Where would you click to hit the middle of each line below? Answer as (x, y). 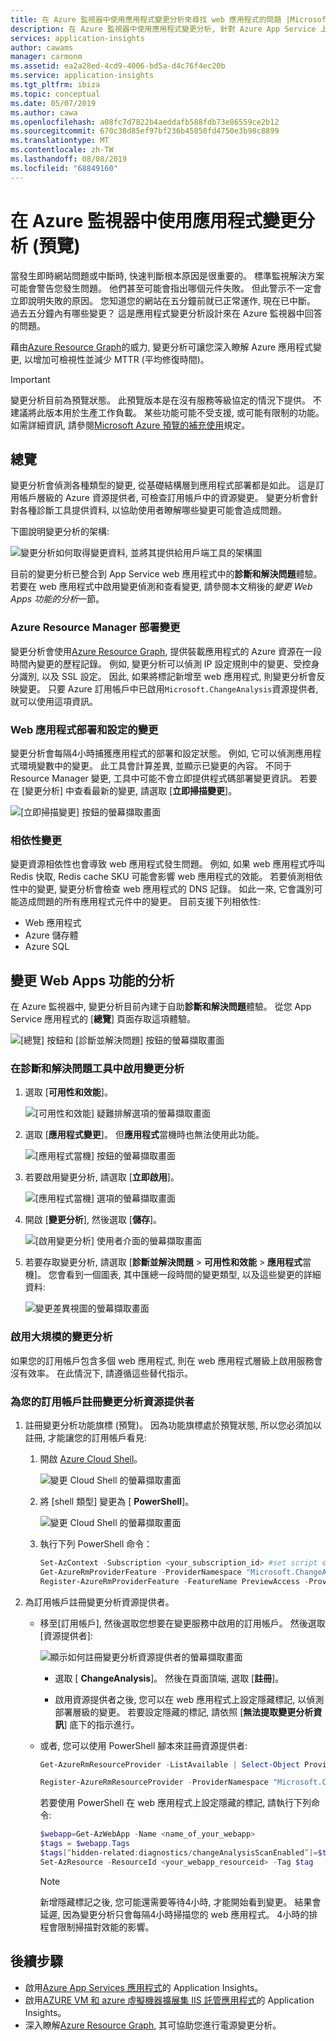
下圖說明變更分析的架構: (60, 532)
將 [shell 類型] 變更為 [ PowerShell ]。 (117, 1501)
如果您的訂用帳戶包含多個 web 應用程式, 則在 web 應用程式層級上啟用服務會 (166, 1360)
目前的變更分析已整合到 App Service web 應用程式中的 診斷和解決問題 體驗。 (166, 574)
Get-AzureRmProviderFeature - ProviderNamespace (140, 1572)
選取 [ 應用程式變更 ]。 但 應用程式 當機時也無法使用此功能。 (144, 1135)
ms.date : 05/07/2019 (53, 103)
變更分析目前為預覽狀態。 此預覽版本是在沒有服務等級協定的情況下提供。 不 (166, 400)
